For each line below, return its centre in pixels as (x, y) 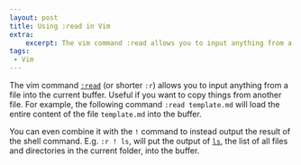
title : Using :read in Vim (60, 26)
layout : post (34, 18)
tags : (19, 51)
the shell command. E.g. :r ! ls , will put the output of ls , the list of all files (149, 141)
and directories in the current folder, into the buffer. (105, 151)
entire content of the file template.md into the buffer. (106, 114)
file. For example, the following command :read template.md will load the (145, 104)
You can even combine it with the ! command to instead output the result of (150, 131)
